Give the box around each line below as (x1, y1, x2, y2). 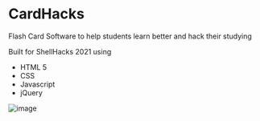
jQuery (19, 87, 43, 97)
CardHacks (8, 5, 85, 23)
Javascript (19, 79, 56, 89)
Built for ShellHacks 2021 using (8, 46, 112, 56)
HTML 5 (19, 62, 47, 72)
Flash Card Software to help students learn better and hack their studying (8, 31, 252, 41)
